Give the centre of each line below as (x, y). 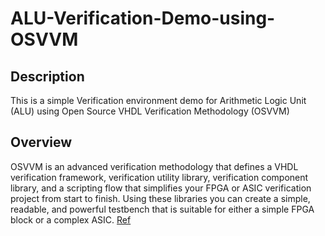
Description (47, 76)
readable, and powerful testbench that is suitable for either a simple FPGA (162, 209)
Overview (41, 142)
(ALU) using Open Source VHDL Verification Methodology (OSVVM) (150, 111)
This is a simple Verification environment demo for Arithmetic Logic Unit (158, 100)
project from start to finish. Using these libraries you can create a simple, (160, 198)
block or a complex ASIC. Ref (71, 219)
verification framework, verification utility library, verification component (159, 177)
